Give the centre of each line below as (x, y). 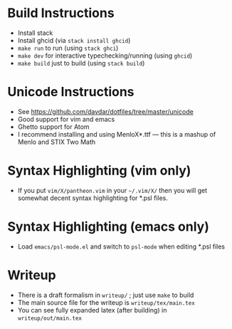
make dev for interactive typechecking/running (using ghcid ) (105, 56)
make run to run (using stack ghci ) (68, 48)
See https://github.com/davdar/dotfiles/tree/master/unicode (105, 111)
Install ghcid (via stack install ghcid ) (74, 40)
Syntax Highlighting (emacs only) (109, 226)
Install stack (35, 33)
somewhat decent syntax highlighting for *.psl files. (93, 198)
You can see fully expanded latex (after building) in (92, 310)
